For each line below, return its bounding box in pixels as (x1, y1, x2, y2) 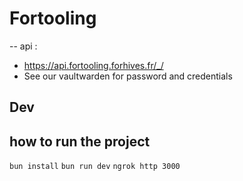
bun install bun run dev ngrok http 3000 (9, 162, 181, 172)
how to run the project (9, 133, 151, 150)
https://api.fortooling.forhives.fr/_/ (23, 59, 164, 71)
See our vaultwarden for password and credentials (23, 70, 233, 82)
